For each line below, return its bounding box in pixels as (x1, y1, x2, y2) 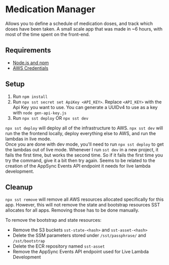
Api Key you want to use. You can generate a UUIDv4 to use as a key (12, 104, 158, 110)
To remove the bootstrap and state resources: (5, 217, 102, 223)
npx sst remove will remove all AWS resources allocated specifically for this (5, 196, 164, 202)
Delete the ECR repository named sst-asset (12, 243, 105, 249)
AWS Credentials (12, 65, 49, 71)
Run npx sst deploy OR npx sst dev (12, 115, 88, 121)
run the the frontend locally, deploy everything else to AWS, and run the (5, 130, 156, 136)
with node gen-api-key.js (12, 110, 67, 116)
